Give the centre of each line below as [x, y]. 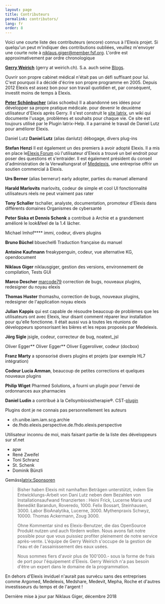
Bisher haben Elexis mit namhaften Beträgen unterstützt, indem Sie [85, 490]
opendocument [21, 257]
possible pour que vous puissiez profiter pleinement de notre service [87, 536]
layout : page [19, 10]
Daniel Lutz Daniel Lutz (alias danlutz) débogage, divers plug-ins [71, 139]
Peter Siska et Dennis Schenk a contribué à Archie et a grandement [75, 218]
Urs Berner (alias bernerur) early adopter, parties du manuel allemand [76, 179]
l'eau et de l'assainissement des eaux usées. [63, 547]
